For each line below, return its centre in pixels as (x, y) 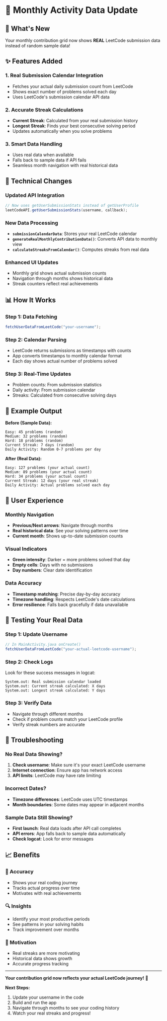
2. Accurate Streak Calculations (44, 110)
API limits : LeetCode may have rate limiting (56, 775)
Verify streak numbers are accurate (49, 724)
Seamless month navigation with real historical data (65, 166)
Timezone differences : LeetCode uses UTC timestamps (70, 799)
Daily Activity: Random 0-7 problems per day (53, 449)
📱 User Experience (34, 500)
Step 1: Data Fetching (31, 317)
